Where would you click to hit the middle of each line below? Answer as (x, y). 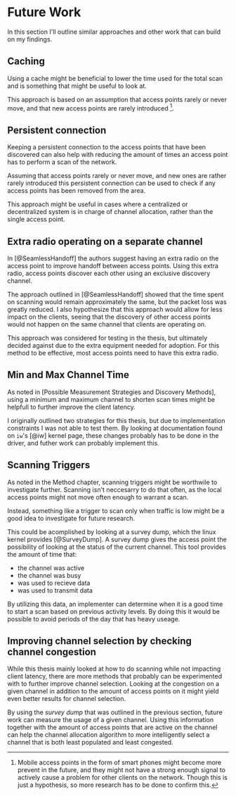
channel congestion (52, 652)
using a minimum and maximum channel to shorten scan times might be (111, 399)
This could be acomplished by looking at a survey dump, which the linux (112, 531)
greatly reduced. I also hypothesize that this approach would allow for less (115, 310)
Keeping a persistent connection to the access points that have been (106, 147)
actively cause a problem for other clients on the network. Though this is (123, 778)
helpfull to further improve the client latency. (71, 407)
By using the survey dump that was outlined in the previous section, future (115, 712)
